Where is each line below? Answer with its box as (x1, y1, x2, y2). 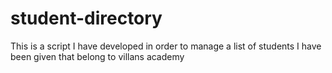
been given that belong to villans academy (10, 50, 185, 62)
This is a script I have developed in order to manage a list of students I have (10, 40, 322, 52)
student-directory (10, 7, 163, 30)
